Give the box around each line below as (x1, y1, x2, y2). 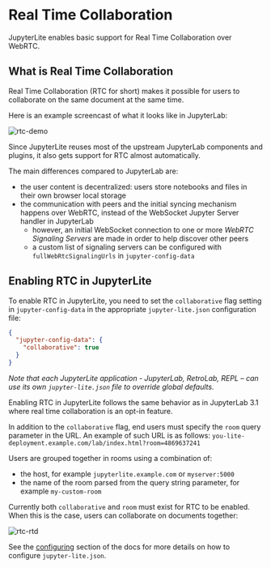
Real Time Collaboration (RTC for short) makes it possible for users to (8, 86, 240, 96)
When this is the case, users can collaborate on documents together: (8, 510, 239, 520)
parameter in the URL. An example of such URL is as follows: (8, 430, 210, 440)
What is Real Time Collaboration (8, 65, 174, 79)
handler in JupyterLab (19, 216, 95, 226)
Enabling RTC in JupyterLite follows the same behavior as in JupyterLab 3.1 (8, 397, 259, 407)
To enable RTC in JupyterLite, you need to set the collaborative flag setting (8, 296, 262, 305)
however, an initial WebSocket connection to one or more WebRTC (32, 224, 254, 234)
